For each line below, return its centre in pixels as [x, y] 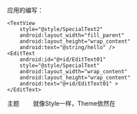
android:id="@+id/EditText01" [63, 59]
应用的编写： [25, 10]
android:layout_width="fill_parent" [72, 35]
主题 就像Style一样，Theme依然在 [61, 103]
